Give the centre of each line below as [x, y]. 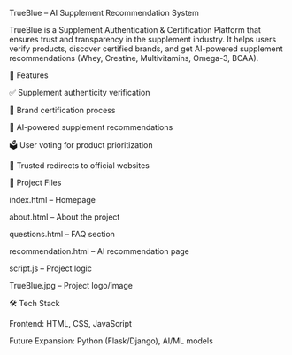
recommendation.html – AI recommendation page [100, 251]
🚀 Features [29, 75]
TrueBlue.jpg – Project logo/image [71, 286]
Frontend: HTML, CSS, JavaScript [71, 324]
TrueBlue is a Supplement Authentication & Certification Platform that [135, 30]
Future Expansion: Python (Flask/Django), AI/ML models [111, 341]
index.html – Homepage [52, 200]
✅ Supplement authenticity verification [80, 93]
